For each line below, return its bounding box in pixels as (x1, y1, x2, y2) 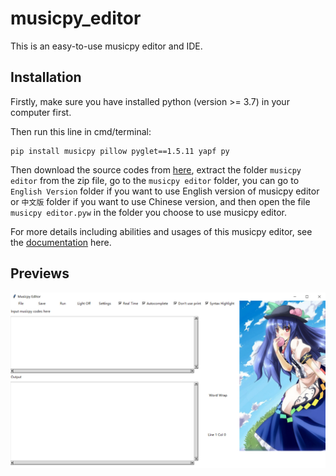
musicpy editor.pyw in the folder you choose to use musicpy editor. (10, 206, 287, 218)
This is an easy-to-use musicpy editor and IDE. (10, 40, 203, 52)
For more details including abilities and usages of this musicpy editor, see (10, 225, 313, 237)
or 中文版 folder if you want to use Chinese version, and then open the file (10, 195, 311, 207)
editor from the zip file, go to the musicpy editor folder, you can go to (10, 174, 300, 186)
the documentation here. (10, 236, 112, 248)
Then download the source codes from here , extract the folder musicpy (10, 163, 302, 176)
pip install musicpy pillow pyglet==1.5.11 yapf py (10, 146, 230, 156)
